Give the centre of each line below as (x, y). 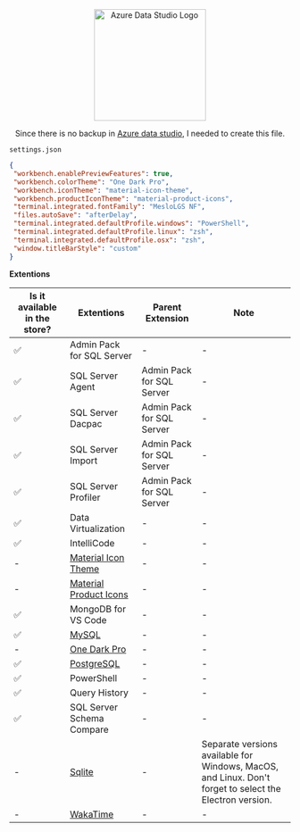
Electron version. (237, 800)
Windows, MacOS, (240, 766)
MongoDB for (98, 609)
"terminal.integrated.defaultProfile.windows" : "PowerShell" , (131, 224)
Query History (100, 693)
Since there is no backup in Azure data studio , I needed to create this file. (150, 133)
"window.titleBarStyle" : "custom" (77, 248)
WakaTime (92, 814)
